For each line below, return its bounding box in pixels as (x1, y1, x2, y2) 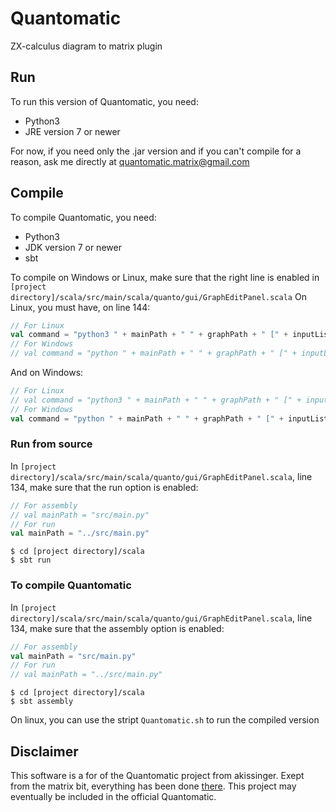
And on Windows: (10, 367, 84, 379)
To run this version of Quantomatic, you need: (10, 95, 199, 107)
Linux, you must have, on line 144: (10, 301, 151, 313)
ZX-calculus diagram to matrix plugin (10, 40, 163, 52)
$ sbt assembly (10, 697, 74, 707)
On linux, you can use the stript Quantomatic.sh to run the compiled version (10, 714, 320, 726)
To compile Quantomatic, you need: (10, 211, 157, 223)
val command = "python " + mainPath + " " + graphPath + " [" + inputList (10, 413, 329, 424)
